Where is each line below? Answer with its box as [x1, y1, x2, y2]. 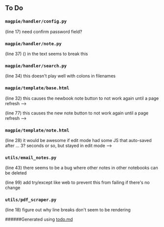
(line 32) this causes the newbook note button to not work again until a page [5, 95, 159, 101]
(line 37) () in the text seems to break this [5, 51, 88, 57]
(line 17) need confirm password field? [5, 28, 82, 34]
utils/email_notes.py [5, 155, 57, 160]
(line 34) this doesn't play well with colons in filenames [5, 73, 116, 79]
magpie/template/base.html [5, 85, 70, 91]
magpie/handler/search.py [5, 63, 67, 68]
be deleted [5, 170, 27, 176]
